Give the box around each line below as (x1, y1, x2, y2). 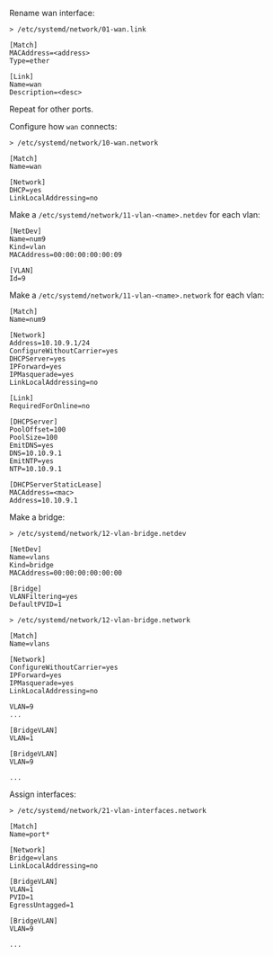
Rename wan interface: (9, 8, 95, 18)
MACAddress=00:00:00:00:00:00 (9, 568, 123, 577)
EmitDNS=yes (9, 441, 54, 450)
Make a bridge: (9, 512, 66, 523)
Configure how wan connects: (9, 121, 118, 131)
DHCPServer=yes (9, 354, 66, 363)
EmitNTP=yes (9, 457, 54, 466)
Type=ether (9, 57, 50, 66)
